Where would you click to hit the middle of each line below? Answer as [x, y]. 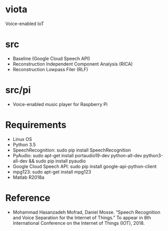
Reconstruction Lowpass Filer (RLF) [50, 69]
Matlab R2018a [28, 177]
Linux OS [22, 139]
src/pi [18, 90]
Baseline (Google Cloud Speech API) [51, 58]
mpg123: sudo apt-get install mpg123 [52, 172]
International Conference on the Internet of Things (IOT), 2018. [79, 223]
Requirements [36, 125]
